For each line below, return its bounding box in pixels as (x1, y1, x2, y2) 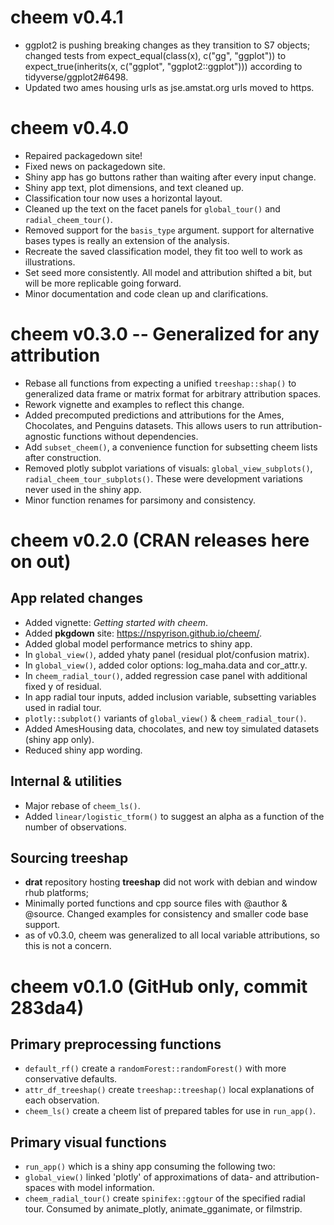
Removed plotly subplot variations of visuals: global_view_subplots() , (24, 462, 313, 474)
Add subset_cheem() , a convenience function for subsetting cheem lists (24, 441, 318, 453)
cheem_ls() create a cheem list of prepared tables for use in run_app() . (24, 1105, 317, 1117)
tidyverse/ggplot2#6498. (24, 71, 129, 83)
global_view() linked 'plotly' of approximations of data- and (24, 1171, 272, 1183)
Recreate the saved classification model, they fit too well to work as (24, 245, 303, 257)
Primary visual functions (10, 1134, 167, 1151)
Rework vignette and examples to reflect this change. (24, 398, 245, 410)
